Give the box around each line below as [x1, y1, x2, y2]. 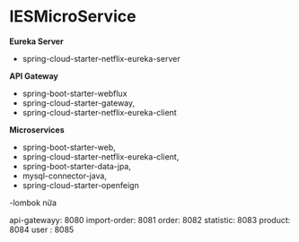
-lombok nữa [9, 197, 57, 208]
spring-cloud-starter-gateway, [22, 97, 136, 108]
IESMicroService [9, 6, 136, 27]
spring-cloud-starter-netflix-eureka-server [22, 53, 181, 64]
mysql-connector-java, [22, 170, 108, 181]
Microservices [9, 124, 65, 135]
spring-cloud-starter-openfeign [22, 179, 139, 190]
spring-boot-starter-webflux [22, 88, 128, 99]
